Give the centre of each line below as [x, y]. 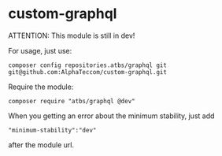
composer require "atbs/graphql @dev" [72, 101]
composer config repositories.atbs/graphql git [88, 65]
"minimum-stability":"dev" [52, 130]
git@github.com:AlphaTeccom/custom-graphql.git [88, 72]
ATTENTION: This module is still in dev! [72, 35]
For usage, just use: [40, 50]
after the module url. [41, 145]
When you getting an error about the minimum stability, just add [111, 116]
